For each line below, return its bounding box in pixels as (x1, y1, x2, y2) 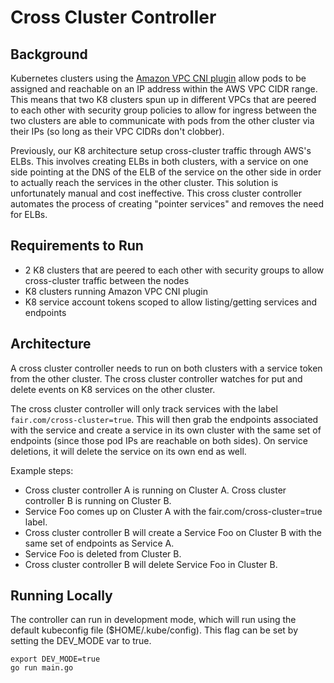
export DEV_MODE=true (10, 654, 101, 665)
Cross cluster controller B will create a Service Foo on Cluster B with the (24, 526, 322, 538)
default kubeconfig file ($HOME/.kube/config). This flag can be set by (10, 624, 298, 636)
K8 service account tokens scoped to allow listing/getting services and (24, 296, 318, 308)
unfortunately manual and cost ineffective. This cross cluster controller (10, 187, 302, 199)
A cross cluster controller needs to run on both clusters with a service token (10, 362, 323, 374)
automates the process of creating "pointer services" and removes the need (10, 198, 325, 210)
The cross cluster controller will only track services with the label (10, 402, 278, 415)
